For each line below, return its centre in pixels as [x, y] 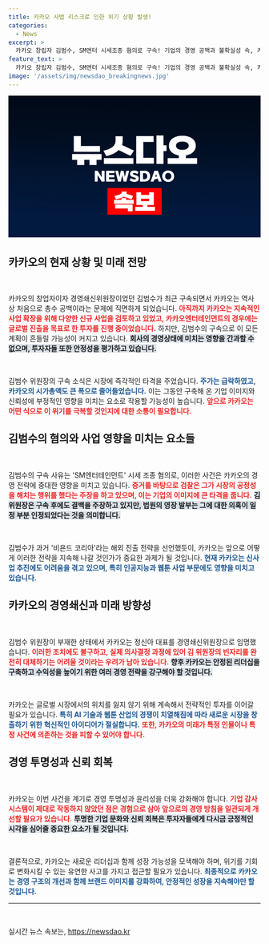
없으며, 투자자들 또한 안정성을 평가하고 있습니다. [82, 349]
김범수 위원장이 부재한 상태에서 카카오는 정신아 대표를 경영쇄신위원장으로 [122, 642]
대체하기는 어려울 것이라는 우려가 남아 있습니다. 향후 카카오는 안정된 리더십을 [141, 662]
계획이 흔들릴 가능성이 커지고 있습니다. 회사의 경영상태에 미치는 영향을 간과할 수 [131, 339]
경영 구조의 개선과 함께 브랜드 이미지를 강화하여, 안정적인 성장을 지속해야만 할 [135, 881]
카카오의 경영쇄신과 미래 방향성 [80, 605]
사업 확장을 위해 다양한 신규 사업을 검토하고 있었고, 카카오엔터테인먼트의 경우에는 [133, 319]
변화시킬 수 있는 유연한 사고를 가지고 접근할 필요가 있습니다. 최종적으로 [126, 871]
